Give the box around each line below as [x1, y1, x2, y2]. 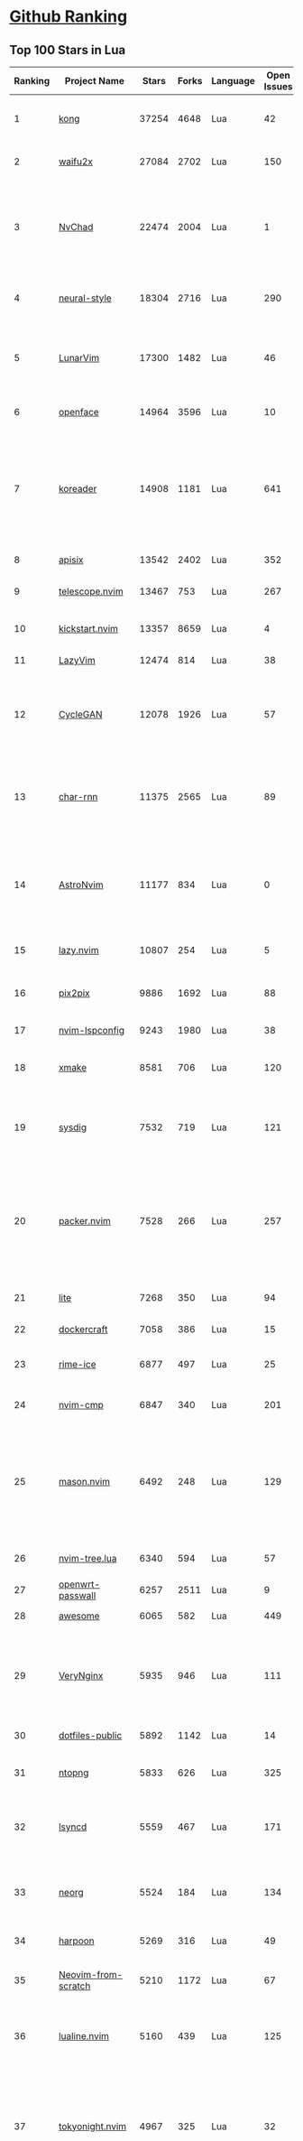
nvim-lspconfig [58, 1024, 124, 1036]
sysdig [58, 1121, 87, 1134]
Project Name [64, 75, 124, 87]
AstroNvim [58, 878, 104, 891]
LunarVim [58, 352, 100, 364]
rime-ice [58, 1358, 96, 1370]
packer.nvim [58, 1215, 111, 1227]
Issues [263, 80, 293, 92]
